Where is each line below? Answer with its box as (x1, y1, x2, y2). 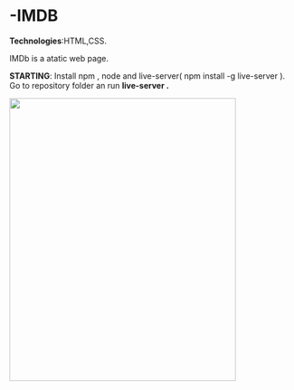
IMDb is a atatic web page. (9, 52, 109, 63)
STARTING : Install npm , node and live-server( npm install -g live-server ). (9, 70, 286, 81)
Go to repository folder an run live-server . (9, 80, 169, 90)
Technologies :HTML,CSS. (9, 35, 107, 46)
